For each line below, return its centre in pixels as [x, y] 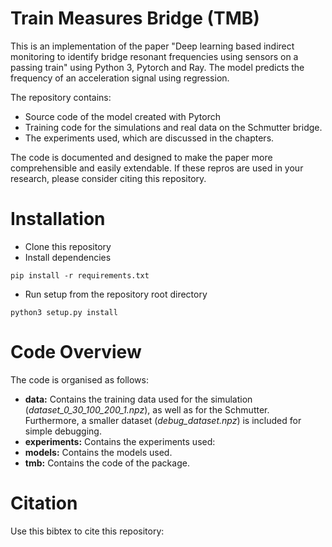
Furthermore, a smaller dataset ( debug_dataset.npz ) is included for [163, 420]
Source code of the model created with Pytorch [122, 116]
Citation [44, 503]
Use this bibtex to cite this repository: [87, 531]
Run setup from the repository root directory [116, 294]
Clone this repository [68, 246]
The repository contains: [61, 97]
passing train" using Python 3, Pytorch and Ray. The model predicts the [157, 67]
